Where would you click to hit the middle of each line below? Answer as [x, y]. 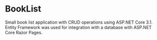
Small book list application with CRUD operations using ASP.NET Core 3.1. [79, 22]
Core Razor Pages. [24, 32]
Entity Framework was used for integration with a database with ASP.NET [78, 27]
